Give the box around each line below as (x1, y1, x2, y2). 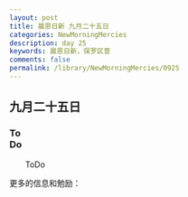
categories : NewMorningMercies (9, 30, 127, 39)
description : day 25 (9, 38, 88, 48)
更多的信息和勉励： (9, 177, 81, 188)
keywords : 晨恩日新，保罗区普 (9, 47, 111, 56)
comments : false (9, 55, 70, 64)
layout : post (9, 13, 59, 23)
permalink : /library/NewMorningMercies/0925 (9, 64, 180, 73)
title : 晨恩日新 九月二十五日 (9, 22, 110, 31)
